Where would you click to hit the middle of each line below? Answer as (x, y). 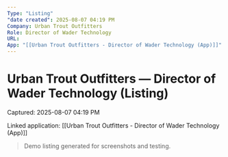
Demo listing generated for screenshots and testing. (97, 146)
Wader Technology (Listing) (88, 94)
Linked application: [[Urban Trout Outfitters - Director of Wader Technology (113, 125)
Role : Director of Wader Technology (59, 32)
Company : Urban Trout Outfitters (55, 26)
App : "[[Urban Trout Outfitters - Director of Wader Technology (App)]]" (115, 45)
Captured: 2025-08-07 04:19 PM (54, 112)
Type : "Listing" (30, 13)
